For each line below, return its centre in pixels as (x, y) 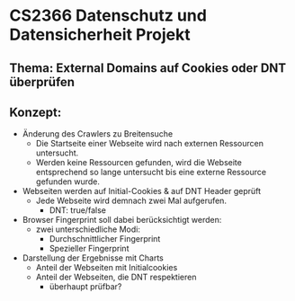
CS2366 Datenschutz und (108, 16)
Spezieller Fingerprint (89, 249)
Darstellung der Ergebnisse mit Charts (93, 258)
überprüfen (42, 82)
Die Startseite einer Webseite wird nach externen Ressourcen (149, 144)
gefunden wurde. (68, 181)
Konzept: (36, 112)
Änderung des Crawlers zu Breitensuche (98, 134)
